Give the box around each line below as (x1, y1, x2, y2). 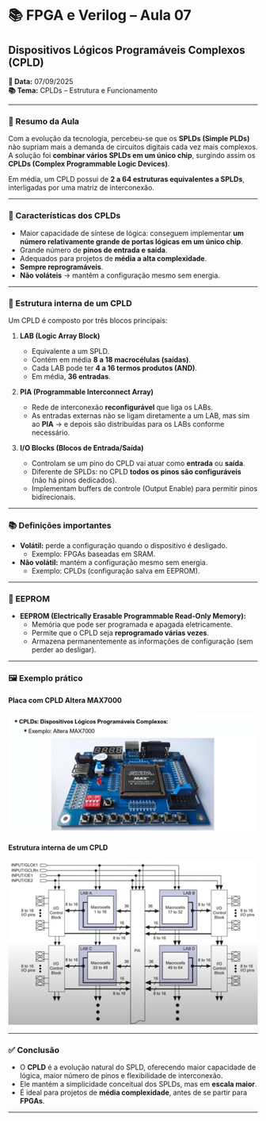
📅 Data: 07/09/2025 (8, 77, 74, 86)
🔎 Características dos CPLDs (8, 210, 121, 221)
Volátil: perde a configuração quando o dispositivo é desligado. (19, 541, 228, 551)
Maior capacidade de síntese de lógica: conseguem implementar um (19, 228, 244, 238)
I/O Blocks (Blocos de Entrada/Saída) (19, 443, 144, 452)
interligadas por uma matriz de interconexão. (8, 183, 154, 193)
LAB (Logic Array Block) (19, 331, 101, 340)
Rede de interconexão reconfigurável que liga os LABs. (31, 402, 214, 412)
